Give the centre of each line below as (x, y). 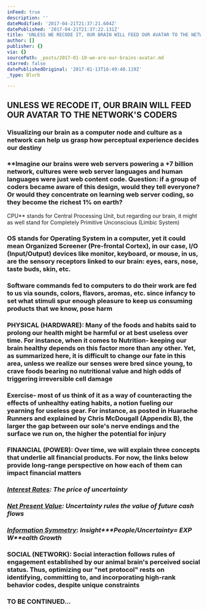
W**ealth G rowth (34, 538)
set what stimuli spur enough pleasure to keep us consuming (100, 300)
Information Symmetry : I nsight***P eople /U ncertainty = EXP (100, 530)
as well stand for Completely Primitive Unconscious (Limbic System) (93, 222)
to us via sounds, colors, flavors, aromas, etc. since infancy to (101, 293)
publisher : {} (25, 47)
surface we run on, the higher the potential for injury (87, 434)
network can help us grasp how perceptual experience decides (103, 140)
